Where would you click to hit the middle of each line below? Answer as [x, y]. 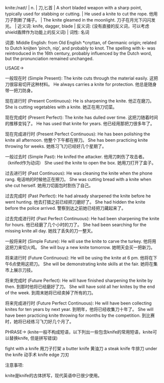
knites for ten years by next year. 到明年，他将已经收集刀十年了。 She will [79, 309]
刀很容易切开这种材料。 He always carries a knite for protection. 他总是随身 [81, 84]
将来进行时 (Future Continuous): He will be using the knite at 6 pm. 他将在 [79, 258]
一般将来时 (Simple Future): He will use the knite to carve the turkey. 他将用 [81, 241]
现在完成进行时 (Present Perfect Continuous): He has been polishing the [78, 134]
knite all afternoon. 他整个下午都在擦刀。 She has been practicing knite [77, 140]
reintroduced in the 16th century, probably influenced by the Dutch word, [79, 53]
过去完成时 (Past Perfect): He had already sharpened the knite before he [78, 196]
